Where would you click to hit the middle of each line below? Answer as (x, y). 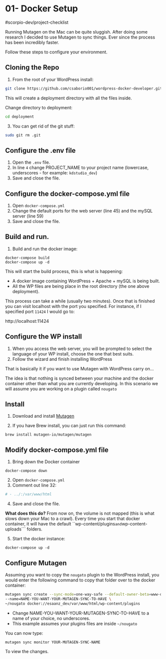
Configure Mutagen (36, 563)
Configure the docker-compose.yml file (67, 194)
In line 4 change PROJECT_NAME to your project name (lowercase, (81, 168)
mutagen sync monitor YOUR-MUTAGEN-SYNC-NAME (53, 642)
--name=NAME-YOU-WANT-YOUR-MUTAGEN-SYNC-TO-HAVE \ (58, 599)
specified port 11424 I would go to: (40, 311)
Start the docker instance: (39, 539)
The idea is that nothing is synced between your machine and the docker (80, 378)
